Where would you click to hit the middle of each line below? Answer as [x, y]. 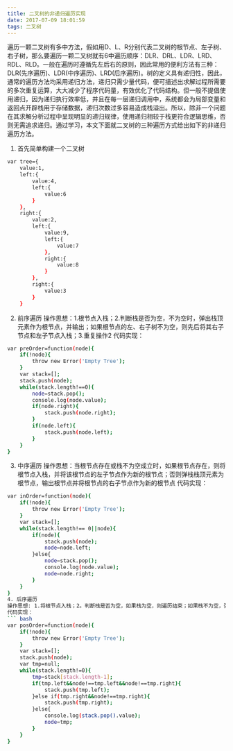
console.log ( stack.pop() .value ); [92, 716]
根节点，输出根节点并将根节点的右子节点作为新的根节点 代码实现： [112, 483]
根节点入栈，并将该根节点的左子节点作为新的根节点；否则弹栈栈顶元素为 [120, 474]
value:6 [55, 194]
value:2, [45, 220]
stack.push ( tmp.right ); [78, 703]
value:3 [55, 291]
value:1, [32, 168]
